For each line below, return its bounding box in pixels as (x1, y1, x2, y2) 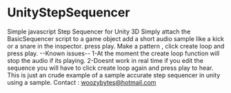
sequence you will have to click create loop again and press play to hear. (7, 64, 214, 72)
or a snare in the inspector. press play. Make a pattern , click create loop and (7, 42, 225, 50)
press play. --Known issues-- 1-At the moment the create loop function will (7, 49, 220, 57)
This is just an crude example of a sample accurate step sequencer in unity (7, 70, 221, 79)
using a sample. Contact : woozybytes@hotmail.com (7, 78, 157, 86)
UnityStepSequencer (7, 5, 130, 21)
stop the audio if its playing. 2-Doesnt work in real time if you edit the (7, 56, 203, 64)
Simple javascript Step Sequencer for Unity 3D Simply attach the (7, 27, 191, 36)
